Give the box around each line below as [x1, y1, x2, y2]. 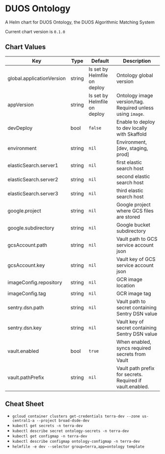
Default [91, 57, 109, 64]
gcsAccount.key [7, 262, 45, 269]
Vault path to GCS [116, 235, 158, 242]
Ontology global [116, 72, 153, 78]
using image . [116, 110, 145, 117]
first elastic [116, 159, 142, 166]
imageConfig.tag [7, 290, 46, 297]
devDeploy [7, 125, 33, 131]
